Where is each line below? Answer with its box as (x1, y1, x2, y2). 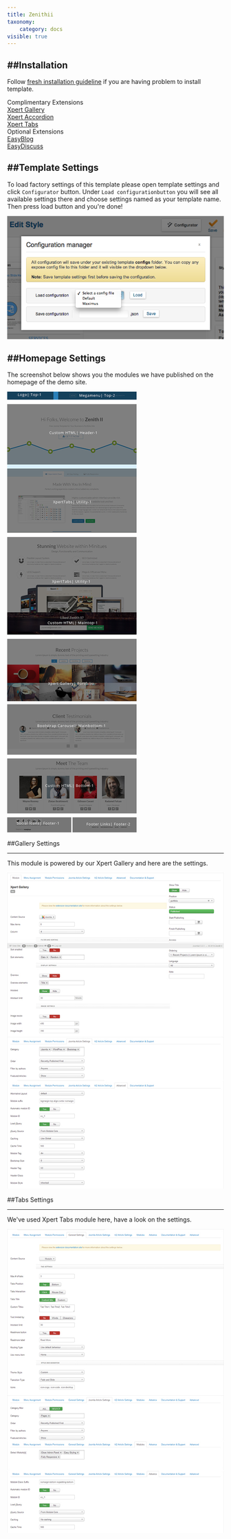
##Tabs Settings (7, 1195, 54, 1204)
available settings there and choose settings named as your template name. (7, 195, 221, 203)
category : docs (19, 25, 63, 32)
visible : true (7, 33, 48, 40)
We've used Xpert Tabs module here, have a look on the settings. (7, 1215, 192, 1224)
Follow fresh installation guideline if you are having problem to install (7, 78, 201, 86)
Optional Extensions (7, 127, 64, 136)
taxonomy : (7, 18, 36, 25)
